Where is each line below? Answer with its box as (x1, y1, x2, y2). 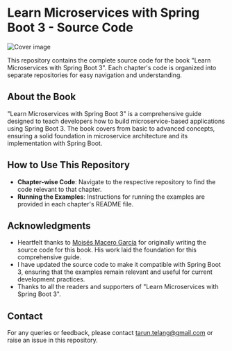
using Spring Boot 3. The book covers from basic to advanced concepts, (7, 124, 215, 133)
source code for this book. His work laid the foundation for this (17, 245, 197, 254)
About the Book (7, 91, 76, 103)
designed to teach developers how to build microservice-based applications (7, 117, 226, 125)
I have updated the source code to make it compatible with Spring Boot (17, 261, 221, 269)
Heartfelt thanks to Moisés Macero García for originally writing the (17, 238, 207, 247)
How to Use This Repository (7, 159, 131, 171)
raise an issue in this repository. (7, 336, 99, 345)
